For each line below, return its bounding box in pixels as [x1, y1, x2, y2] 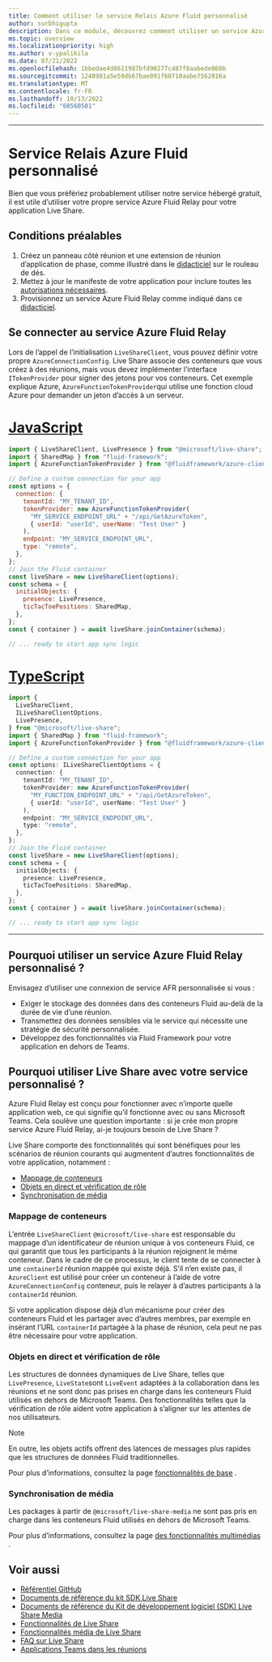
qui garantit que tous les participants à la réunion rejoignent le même [8, 1246, 238, 1256]
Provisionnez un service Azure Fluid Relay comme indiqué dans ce [19, 293, 243, 303]
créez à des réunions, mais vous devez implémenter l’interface [8, 364, 218, 374]
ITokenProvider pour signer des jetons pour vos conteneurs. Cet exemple [8, 373, 253, 383]
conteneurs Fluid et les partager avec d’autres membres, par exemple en [8, 1313, 251, 1323]
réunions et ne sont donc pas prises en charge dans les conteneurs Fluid [8, 1387, 252, 1397]
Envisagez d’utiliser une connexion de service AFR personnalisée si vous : [8, 982, 255, 992]
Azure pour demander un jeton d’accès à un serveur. [8, 390, 184, 400]
